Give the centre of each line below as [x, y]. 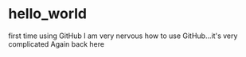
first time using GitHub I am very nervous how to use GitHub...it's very [123, 36]
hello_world [48, 14]
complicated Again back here [57, 44]
